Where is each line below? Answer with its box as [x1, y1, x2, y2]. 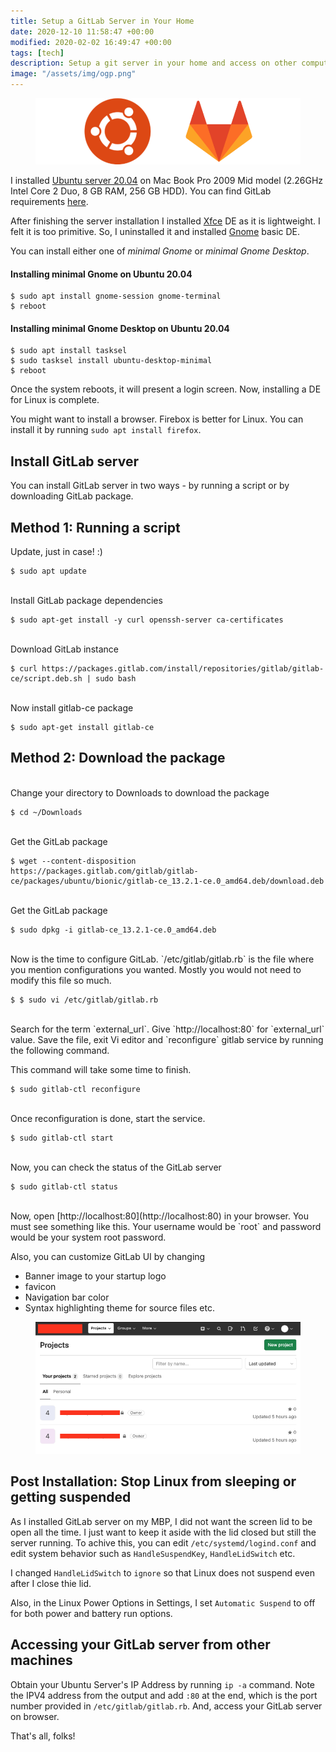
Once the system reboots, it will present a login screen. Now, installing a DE [10, 383, 322, 395]
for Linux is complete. [10, 394, 100, 406]
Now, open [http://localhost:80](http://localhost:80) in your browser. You [10, 1210, 310, 1222]
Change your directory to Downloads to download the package [10, 786, 270, 799]
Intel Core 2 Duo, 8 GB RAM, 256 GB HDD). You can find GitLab [10, 185, 272, 197]
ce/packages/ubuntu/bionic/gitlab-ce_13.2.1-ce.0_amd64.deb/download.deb [10, 876, 325, 886]
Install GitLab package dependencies [10, 595, 163, 607]
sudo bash [95, 674, 137, 684]
